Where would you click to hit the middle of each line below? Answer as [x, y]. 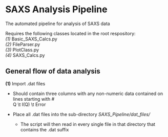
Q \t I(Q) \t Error [29, 104]
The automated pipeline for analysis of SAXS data [58, 24]
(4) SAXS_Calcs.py [25, 55]
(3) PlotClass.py [22, 50]
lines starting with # [34, 99]
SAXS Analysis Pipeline [56, 9]
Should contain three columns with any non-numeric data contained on [88, 94]
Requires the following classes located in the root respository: [70, 33]
